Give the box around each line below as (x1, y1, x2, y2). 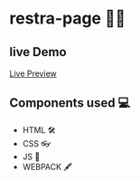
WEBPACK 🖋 (22, 161, 73, 172)
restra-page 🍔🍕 (9, 8, 126, 29)
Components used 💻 (9, 95, 131, 111)
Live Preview (9, 68, 57, 79)
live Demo (9, 44, 67, 60)
